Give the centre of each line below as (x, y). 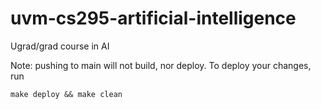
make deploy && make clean (66, 94)
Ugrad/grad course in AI (60, 46)
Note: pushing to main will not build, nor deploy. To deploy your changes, (161, 65)
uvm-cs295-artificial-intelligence (153, 18)
